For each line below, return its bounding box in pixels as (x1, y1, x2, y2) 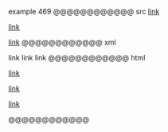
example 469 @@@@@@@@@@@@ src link (8, 7, 160, 16)
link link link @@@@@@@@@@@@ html (8, 53, 146, 62)
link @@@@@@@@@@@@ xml (8, 37, 117, 47)
